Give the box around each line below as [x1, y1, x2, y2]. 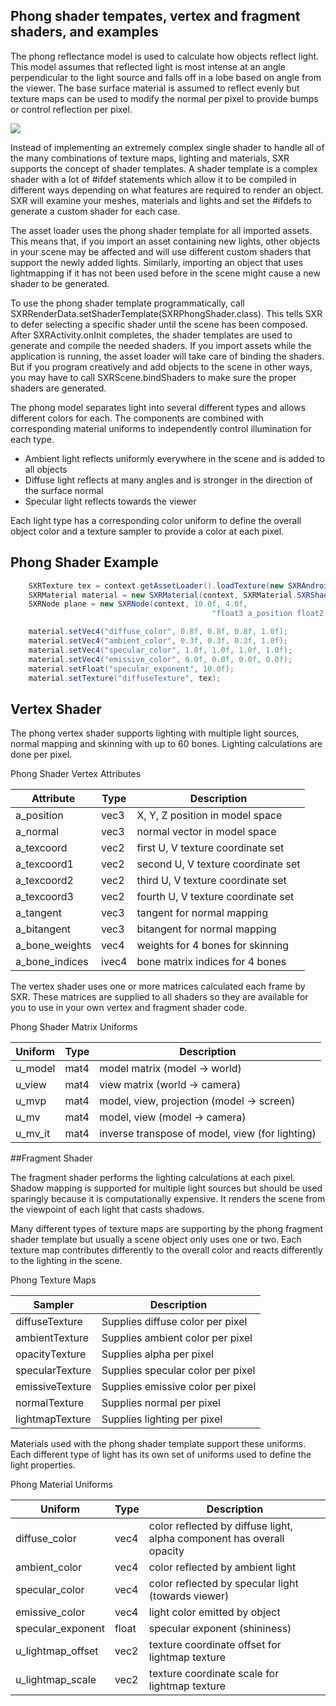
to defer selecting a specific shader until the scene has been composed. [10, 318, 308, 330]
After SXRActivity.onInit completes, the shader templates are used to [10, 329, 293, 341]
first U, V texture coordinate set [136, 841, 285, 855]
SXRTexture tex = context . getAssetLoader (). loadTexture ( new [28, 580, 284, 591]
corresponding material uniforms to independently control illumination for [10, 422, 312, 434]
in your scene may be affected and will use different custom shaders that [10, 245, 312, 258]
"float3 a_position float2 [211, 609, 325, 619]
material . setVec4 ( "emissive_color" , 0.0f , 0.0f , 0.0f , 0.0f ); [28, 654, 293, 664]
